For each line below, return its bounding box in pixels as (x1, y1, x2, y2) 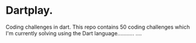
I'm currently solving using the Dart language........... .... (5, 29, 142, 36)
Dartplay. (5, 4, 53, 17)
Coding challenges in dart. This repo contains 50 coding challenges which (5, 23, 191, 30)
